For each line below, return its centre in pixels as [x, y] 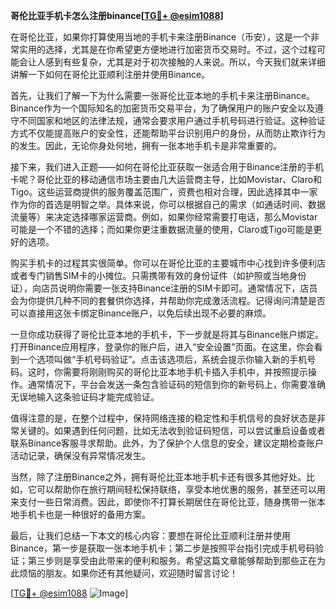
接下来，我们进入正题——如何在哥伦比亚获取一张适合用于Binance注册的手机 [167, 167]
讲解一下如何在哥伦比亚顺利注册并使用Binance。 [110, 74]
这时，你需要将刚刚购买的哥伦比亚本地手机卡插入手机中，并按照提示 [167, 372]
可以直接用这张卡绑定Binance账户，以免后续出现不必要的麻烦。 [141, 313]
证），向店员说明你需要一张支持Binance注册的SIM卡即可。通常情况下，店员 [164, 288]
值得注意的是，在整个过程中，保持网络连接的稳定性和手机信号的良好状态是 [163, 418]
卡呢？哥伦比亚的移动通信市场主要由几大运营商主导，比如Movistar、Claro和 [166, 179]
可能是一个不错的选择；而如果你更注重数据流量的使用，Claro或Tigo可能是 [162, 229]
